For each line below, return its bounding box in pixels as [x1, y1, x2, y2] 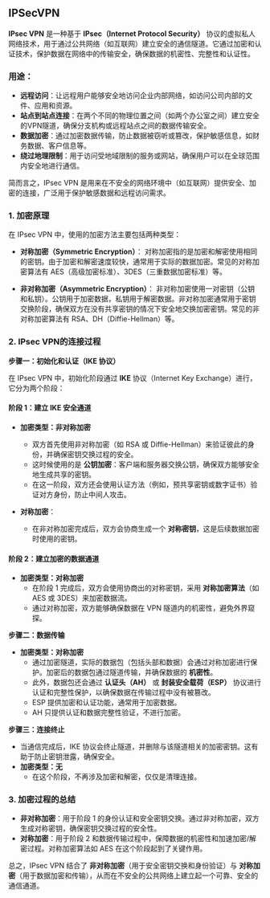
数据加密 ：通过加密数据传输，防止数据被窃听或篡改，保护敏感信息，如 [19, 131, 253, 141]
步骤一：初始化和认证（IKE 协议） [8, 356, 121, 365]
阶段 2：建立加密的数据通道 [8, 553, 100, 563]
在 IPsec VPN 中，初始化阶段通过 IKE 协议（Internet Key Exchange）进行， [8, 373, 257, 382]
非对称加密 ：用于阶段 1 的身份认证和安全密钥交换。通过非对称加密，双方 [19, 814, 260, 823]
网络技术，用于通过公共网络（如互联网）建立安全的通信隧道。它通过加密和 [8, 39, 255, 48]
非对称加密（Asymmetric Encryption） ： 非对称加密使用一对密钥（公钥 [19, 284, 256, 294]
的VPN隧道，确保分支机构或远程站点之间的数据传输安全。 [19, 120, 211, 131]
